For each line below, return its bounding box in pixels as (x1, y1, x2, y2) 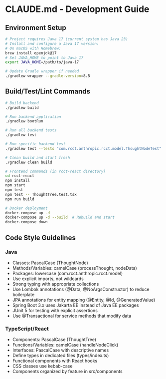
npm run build (5, 196, 35, 202)
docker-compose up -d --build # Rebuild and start (5, 215, 115, 220)
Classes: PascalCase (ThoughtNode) (12, 260, 88, 266)
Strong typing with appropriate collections (12, 281, 99, 287)
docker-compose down (5, 220, 48, 225)
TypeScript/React (5, 325, 49, 332)
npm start (5, 183, 26, 188)
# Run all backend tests (5, 128, 57, 133)
